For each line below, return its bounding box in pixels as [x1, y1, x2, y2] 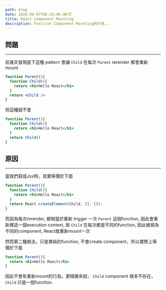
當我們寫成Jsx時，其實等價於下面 [5, 173, 73, 179]
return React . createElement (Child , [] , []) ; [9, 201, 103, 207]
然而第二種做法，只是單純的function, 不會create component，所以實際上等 [5, 238, 157, 245]
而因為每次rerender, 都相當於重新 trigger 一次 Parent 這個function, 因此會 [5, 215, 154, 221]
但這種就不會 [5, 107, 31, 113]
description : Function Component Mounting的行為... [5, 21, 112, 26]
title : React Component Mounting [5, 16, 74, 21]
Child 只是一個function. [5, 280, 53, 286]
